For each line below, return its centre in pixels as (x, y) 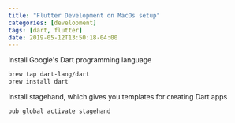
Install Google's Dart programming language (80, 60)
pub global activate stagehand (60, 111)
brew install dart (38, 82)
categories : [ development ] (52, 23)
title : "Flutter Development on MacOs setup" (84, 15)
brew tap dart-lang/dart (49, 75)
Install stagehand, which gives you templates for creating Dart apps (118, 97)
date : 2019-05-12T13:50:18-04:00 (63, 37)
